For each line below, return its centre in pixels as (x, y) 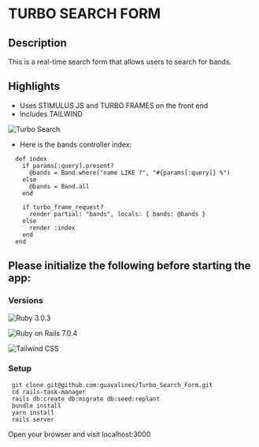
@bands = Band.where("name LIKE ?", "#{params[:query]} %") (129, 173)
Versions (26, 300)
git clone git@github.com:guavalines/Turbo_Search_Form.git (112, 385)
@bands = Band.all (59, 186)
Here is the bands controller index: (76, 144)
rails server (33, 419)
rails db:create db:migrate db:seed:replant (85, 399)
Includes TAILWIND (51, 114)
